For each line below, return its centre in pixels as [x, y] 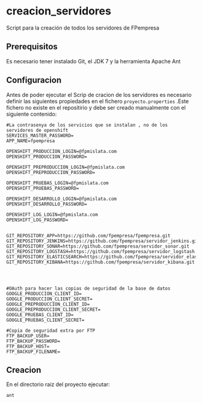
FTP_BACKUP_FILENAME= [33, 351]
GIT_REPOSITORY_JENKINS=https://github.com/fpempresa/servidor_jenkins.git [103, 241]
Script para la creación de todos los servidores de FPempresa [83, 28]
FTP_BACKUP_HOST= [28, 346]
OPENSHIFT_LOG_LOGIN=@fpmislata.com [52, 214]
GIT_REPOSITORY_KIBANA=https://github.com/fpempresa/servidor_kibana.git [101, 262]
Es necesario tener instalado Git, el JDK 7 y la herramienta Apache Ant [93, 61]
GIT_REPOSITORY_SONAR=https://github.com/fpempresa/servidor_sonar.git [98, 246]
